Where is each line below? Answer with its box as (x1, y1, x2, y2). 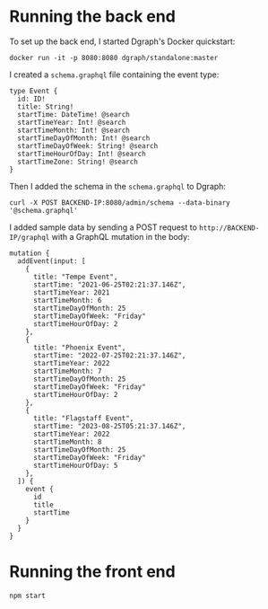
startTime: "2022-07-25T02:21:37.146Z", (32, 350, 186, 360)
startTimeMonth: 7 (32, 366, 102, 375)
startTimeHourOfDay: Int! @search (17, 149, 146, 158)
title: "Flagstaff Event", (32, 413, 134, 423)
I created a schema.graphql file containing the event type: (9, 69, 220, 80)
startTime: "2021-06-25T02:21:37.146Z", (32, 280, 186, 289)
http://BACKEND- (198, 223, 260, 233)
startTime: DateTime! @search (17, 110, 130, 119)
